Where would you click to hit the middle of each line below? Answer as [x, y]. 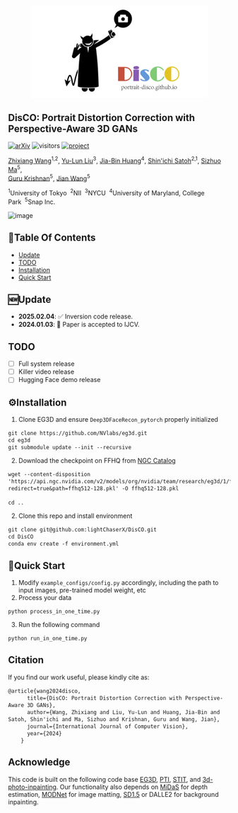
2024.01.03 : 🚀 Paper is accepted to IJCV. [79, 325]
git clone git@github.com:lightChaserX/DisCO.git [83, 530]
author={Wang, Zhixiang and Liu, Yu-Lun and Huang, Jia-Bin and [123, 712]
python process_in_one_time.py [54, 611]
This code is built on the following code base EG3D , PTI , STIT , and [105, 779]
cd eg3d [19, 441]
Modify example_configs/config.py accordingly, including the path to [118, 582]
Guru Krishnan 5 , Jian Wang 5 [49, 178]
